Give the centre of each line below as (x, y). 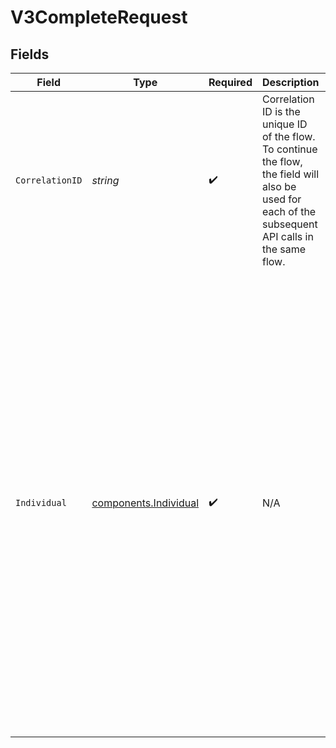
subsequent (289, 224)
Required (230, 82)
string (105, 180)
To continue (289, 149)
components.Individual (145, 503)
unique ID (284, 124)
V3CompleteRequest (99, 17)
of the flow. (288, 136)
